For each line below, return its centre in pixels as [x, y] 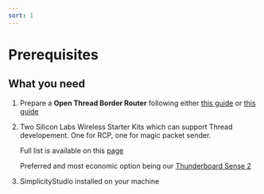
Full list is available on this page [72, 150]
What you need [47, 84]
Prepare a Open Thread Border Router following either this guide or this [138, 103]
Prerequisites [54, 54]
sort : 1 [21, 15]
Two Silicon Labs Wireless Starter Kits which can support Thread [126, 127]
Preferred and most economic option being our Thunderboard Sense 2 [136, 165]
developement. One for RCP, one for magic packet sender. [115, 135]
